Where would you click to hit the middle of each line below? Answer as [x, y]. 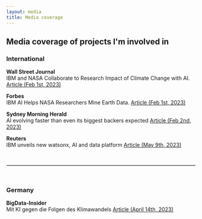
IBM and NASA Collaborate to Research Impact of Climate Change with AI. [98, 78]
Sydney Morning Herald [37, 114]
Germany [20, 190]
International [26, 59]
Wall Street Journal [31, 72]
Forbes [15, 96]
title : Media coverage [35, 17]
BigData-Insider [26, 203]
